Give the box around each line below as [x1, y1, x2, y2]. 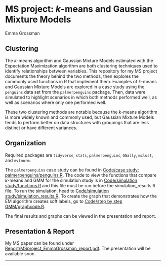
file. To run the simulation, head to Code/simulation [5, 188, 109, 194]
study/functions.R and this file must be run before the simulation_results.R [5, 182, 156, 188]
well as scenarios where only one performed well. [5, 100, 107, 105]
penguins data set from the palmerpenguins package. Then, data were [5, 89, 146, 95]
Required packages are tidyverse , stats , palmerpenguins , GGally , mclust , [5, 152, 153, 158]
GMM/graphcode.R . [5, 203, 45, 209]
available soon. [5, 251, 36, 257]
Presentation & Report [5, 227, 75, 235]
